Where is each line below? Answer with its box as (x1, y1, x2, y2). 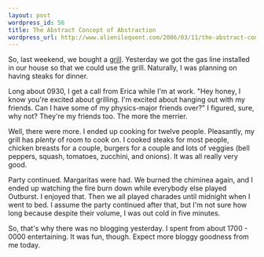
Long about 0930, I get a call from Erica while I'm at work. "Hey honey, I (8, 87, 241, 96)
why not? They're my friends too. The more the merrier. (8, 111, 188, 121)
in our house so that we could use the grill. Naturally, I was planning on (8, 63, 237, 73)
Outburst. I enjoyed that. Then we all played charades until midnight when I (8, 192, 251, 201)
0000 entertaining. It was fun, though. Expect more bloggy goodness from (8, 232, 249, 241)
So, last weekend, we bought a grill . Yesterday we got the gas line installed (8, 55, 250, 64)
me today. (8, 241, 41, 250)
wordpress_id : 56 (8, 19, 65, 27)
